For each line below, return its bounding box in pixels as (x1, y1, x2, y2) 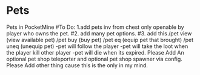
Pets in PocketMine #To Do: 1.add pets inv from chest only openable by (6, 23, 184, 31)
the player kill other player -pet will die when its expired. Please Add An (6, 49, 184, 56)
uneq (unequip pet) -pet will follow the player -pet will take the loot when (6, 43, 188, 50)
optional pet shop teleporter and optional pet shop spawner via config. (6, 55, 183, 62)
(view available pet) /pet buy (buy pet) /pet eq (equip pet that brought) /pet (6, 36, 194, 43)
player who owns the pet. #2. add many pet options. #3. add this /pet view (6, 29, 192, 37)
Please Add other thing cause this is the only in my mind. (6, 61, 148, 69)
